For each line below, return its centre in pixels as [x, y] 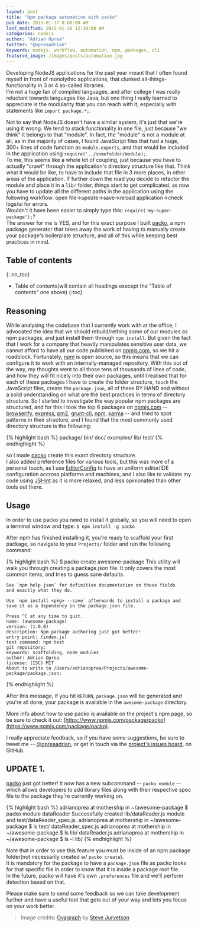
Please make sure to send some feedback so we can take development [93, 893]
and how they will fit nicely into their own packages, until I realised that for [97, 376]
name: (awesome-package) [37, 622]
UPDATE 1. [26, 769]
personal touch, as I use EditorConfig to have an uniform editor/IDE [88, 468]
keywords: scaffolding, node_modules [53, 653]
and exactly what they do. [39, 591]
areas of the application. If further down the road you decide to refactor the [98, 179]
